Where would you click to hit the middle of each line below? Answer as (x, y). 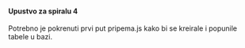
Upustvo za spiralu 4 (43, 11)
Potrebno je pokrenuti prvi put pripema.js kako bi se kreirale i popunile (123, 28)
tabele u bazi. (31, 37)
